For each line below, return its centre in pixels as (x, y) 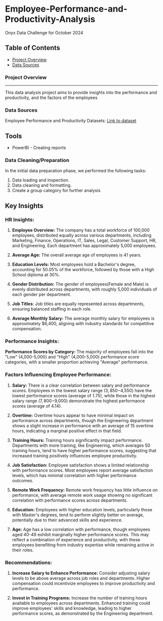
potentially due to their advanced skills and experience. (67, 520)
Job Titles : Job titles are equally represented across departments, (78, 304)
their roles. (23, 550)
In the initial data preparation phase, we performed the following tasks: (76, 171)
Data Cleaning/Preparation (37, 160)
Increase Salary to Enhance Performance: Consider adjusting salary (81, 573)
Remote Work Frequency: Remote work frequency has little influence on (85, 490)
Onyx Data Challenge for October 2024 (44, 33)
